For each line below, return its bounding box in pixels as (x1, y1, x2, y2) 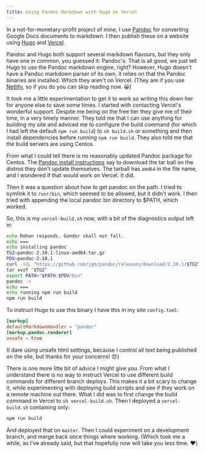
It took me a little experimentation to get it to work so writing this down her (6, 95, 193, 102)
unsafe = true (6, 335, 43, 341)
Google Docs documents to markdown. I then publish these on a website (6, 32, 189, 40)
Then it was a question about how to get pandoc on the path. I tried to (6, 183, 182, 190)
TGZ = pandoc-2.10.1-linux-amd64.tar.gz (6, 250, 105, 256)
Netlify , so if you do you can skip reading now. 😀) (6, 83, 132, 90)
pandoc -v (6, 278, 32, 284)
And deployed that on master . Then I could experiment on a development (6, 426, 189, 433)
